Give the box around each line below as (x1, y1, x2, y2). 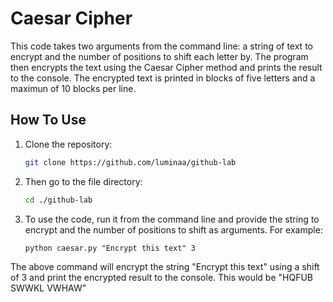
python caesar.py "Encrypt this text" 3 (24, 243, 196, 253)
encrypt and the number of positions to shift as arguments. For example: (24, 223, 323, 236)
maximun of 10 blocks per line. (10, 82, 137, 94)
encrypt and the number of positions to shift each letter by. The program (10, 50, 309, 62)
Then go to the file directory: (24, 175, 143, 187)
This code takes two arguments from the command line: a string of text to (10, 40, 313, 52)
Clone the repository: (24, 138, 113, 150)
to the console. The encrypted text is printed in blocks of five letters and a (10, 72, 316, 84)
